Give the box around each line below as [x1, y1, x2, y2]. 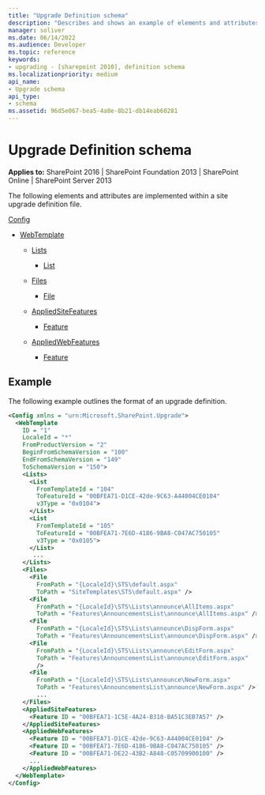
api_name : [8, 77, 41, 85]
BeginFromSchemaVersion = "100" [22, 448, 129, 457]
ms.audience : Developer [8, 41, 87, 49]
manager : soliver [8, 26, 65, 34]
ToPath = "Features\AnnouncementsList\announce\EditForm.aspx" [36, 654, 248, 662]
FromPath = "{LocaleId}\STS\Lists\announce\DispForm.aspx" [36, 625, 235, 633]
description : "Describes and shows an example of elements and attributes [8, 19, 259, 27]
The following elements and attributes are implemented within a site [8, 190, 229, 200]
